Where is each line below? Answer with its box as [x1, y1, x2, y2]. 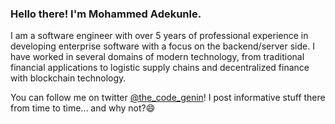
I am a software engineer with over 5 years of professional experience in [10, 30, 309, 42]
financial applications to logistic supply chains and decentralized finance [10, 62, 310, 74]
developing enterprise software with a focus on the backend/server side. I [10, 40, 315, 52]
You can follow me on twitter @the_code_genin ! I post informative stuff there [10, 92, 326, 104]
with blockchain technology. [10, 72, 127, 84]
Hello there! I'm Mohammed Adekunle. [10, 7, 202, 21]
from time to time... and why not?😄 [10, 102, 156, 114]
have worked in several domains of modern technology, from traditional [10, 51, 305, 63]
